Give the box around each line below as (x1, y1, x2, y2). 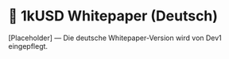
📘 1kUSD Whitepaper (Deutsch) (8, 7, 219, 25)
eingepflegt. (8, 41, 49, 50)
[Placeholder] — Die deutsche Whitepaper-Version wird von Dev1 (8, 33, 223, 42)
